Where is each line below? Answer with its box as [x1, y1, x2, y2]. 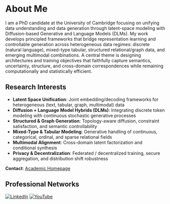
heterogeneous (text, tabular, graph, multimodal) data [12, 102, 125, 108]
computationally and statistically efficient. [5, 68, 92, 74]
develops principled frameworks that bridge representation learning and [5, 36, 156, 42]
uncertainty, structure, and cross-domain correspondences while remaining [5, 63, 164, 69]
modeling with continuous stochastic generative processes [12, 112, 136, 118]
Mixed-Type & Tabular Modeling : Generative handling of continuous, [12, 129, 158, 135]
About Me [5, 3, 48, 15]
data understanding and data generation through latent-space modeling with [5, 25, 165, 31]
